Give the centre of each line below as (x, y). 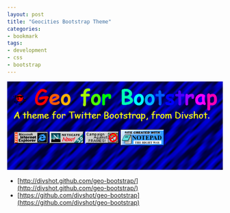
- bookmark (23, 36)
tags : (15, 43)
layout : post (26, 14)
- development (27, 51)
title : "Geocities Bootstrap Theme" (59, 22)
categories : (24, 29)
